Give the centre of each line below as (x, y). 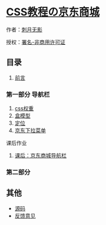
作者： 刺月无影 (24, 29)
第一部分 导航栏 (28, 94)
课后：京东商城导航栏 (40, 155)
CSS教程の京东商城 (53, 12)
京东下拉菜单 (30, 131)
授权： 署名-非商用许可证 (36, 42)
